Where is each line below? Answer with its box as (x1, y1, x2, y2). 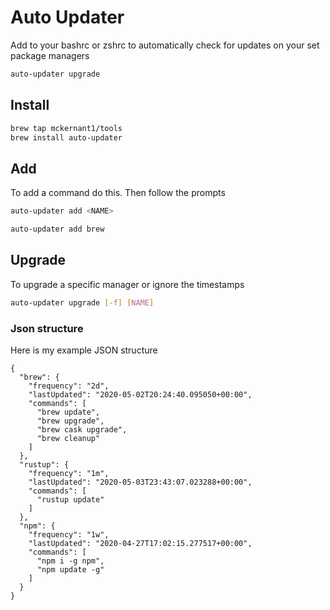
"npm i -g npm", (36, 556, 105, 566)
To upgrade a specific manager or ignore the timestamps (10, 278, 245, 290)
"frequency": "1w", (28, 529, 110, 540)
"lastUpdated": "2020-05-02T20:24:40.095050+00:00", (28, 389, 253, 400)
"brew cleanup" (36, 433, 101, 443)
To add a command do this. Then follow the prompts (10, 187, 226, 199)
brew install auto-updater (10, 132, 123, 143)
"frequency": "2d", (28, 381, 110, 391)
